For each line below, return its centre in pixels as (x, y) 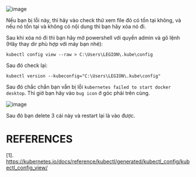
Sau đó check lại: (27, 65)
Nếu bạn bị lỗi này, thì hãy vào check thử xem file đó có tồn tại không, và (94, 20)
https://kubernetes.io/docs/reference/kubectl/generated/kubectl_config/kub (98, 161)
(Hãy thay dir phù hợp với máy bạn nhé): (55, 44)
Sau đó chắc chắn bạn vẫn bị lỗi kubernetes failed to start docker (89, 87)
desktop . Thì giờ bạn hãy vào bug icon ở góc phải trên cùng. (78, 93)
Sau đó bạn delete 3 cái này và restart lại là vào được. (71, 116)
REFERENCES (39, 139)
